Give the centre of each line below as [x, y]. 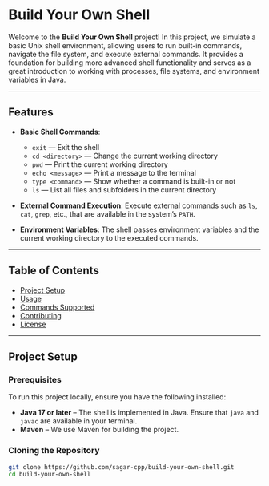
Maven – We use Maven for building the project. [99, 430]
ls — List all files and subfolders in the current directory [124, 189]
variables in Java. [37, 79]
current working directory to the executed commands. [109, 237]
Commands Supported [57, 307]
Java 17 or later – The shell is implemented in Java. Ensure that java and [139, 413]
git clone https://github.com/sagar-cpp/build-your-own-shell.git [121, 467]
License [33, 324]
